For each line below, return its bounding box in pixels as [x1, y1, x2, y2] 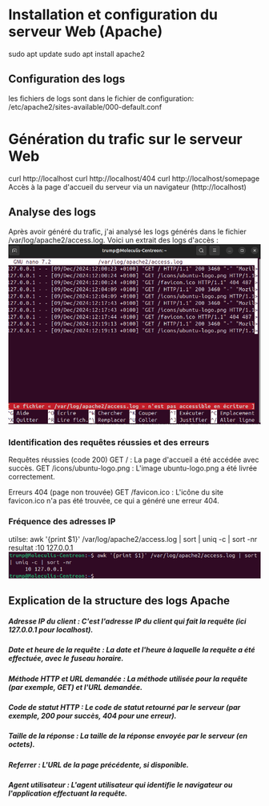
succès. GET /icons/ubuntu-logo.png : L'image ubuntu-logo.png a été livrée [8, 463, 258, 473]
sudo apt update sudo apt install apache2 [8, 49, 146, 58]
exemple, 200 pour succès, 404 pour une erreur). [8, 711, 178, 721]
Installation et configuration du [8, 6, 219, 24]
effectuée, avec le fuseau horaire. [8, 654, 124, 664]
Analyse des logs [8, 206, 96, 219]
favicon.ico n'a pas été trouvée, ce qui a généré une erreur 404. [8, 496, 220, 506]
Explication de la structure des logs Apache [8, 594, 231, 608]
